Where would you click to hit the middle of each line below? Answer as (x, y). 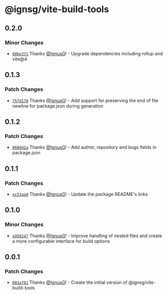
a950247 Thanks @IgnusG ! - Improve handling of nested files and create (87, 236)
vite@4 (20, 59)
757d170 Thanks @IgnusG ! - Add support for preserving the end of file (85, 101)
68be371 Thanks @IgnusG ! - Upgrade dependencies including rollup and (87, 53)
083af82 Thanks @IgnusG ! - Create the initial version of (70, 282)
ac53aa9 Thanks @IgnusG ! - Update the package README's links (80, 194)
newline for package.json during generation (58, 106)
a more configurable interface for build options (61, 241)
